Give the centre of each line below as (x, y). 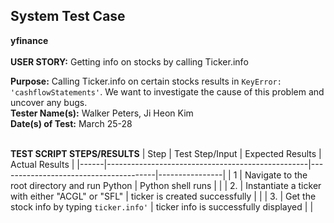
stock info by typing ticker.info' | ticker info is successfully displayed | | (162, 206)
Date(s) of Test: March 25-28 (71, 123)
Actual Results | (42, 164)
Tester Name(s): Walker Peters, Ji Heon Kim (102, 113)
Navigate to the (276, 175)
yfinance (29, 40)
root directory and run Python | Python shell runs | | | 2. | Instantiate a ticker (166, 185)
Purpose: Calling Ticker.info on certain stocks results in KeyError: (146, 81)
